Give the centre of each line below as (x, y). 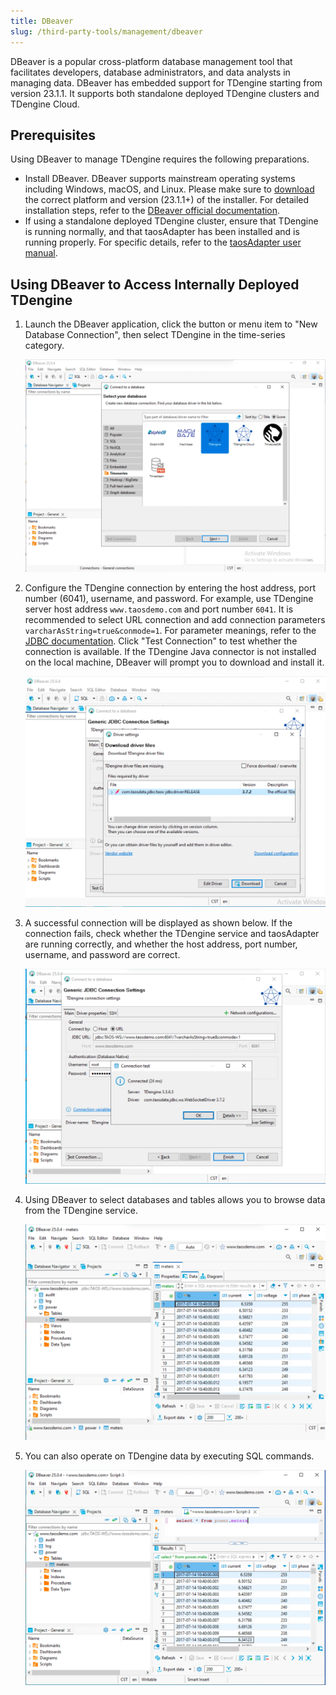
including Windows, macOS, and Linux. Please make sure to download (169, 189)
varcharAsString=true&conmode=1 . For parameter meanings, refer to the (170, 630)
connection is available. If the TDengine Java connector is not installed (170, 651)
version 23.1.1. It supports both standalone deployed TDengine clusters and (165, 93)
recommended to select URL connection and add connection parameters (175, 619)
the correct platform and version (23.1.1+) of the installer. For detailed (167, 200)
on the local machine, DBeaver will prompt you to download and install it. (174, 662)
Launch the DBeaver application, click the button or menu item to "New (171, 324)
